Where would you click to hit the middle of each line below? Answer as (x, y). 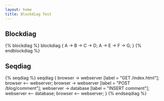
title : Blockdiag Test (28, 14)
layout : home (18, 10)
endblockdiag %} (23, 51)
